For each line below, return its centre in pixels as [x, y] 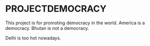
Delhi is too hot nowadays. [33, 38]
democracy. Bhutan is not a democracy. [47, 28]
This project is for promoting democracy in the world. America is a [75, 23]
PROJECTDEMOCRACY [56, 9]
